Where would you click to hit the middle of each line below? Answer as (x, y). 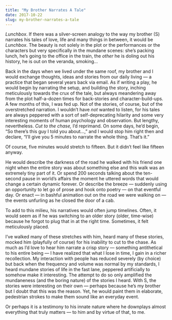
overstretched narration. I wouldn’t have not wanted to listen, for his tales (83, 110)
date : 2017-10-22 (24, 15)
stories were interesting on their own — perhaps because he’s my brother (83, 286)
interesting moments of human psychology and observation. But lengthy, (82, 121)
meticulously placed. (27, 227)
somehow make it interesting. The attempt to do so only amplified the (79, 275)
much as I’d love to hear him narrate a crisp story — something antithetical (84, 248)
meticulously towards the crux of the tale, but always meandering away (81, 93)
